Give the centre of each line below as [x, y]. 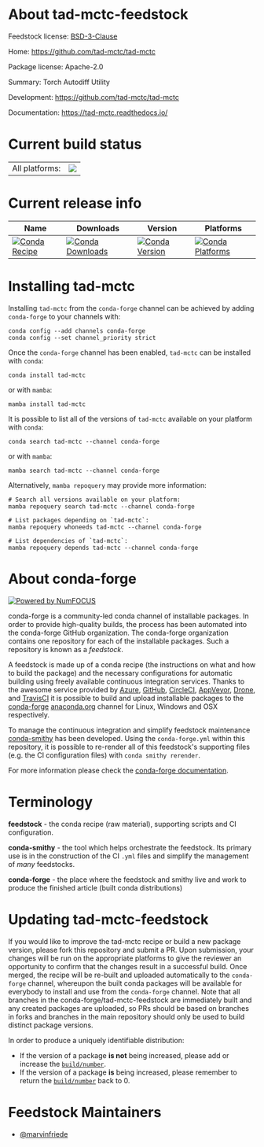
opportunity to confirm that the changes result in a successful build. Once [128, 966]
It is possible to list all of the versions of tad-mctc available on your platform [130, 419]
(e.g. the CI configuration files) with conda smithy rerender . [104, 755]
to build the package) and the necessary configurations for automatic [121, 673]
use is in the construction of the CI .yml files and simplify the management [128, 856]
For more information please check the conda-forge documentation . [119, 770]
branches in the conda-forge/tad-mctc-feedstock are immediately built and [130, 1000]
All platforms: [37, 168]
